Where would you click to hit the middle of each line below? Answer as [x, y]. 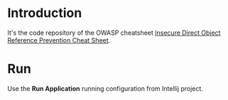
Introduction [45, 13]
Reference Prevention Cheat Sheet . [59, 40]
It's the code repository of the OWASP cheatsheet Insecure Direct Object [114, 33]
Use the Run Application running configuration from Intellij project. [105, 88]
